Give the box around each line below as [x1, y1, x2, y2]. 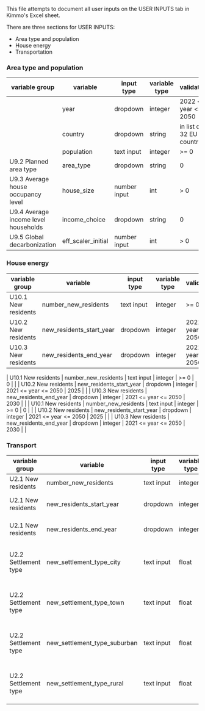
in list [179, 122, 195, 131]
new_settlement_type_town [46, 598, 124, 607]
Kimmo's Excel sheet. [6, 12, 61, 19]
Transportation [15, 48, 53, 56]
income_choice [62, 215, 106, 224]
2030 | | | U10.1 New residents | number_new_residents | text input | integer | [6, 400, 199, 407]
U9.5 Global [9, 233, 44, 242]
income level [9, 215, 46, 224]
